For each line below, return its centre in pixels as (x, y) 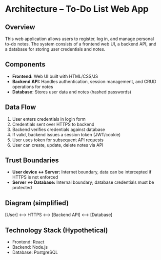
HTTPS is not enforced (35, 177)
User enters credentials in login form (49, 119)
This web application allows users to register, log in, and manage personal (80, 39)
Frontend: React (28, 242)
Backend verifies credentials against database (59, 129)
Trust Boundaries (32, 161)
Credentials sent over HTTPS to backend (53, 124)
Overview (20, 27)
